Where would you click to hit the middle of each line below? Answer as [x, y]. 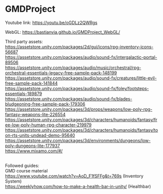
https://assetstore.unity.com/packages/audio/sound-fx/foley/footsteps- [77, 88]
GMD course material [26, 170]
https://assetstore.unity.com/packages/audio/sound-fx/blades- [69, 98]
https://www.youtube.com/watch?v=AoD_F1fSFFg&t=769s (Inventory [74, 176]
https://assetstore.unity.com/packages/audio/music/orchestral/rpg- [73, 68]
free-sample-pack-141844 [31, 83]
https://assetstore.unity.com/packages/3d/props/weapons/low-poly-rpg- [79, 109]
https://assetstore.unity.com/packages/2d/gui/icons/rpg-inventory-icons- [79, 47]
